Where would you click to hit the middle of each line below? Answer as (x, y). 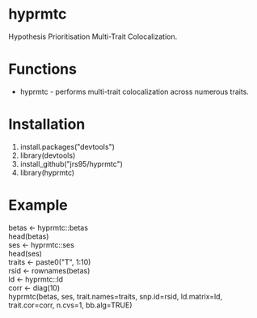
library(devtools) (48, 155)
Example (38, 205)
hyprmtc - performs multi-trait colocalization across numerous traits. (134, 91)
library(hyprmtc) (47, 172)
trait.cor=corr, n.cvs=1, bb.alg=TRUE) (70, 305)
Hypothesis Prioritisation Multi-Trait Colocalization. (93, 36)
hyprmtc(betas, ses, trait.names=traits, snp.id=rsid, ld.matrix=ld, (116, 296)
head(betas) (29, 236)
